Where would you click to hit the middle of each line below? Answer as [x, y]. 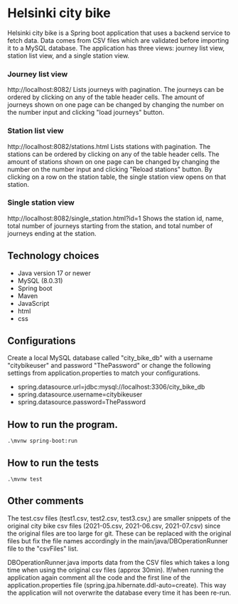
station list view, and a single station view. [69, 56]
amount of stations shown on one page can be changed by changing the [114, 161]
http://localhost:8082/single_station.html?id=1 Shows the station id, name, [115, 218]
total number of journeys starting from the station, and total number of [110, 225]
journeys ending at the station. [52, 233]
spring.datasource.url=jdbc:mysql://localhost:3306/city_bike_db [111, 387]
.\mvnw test [25, 479]
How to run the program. [63, 425]
